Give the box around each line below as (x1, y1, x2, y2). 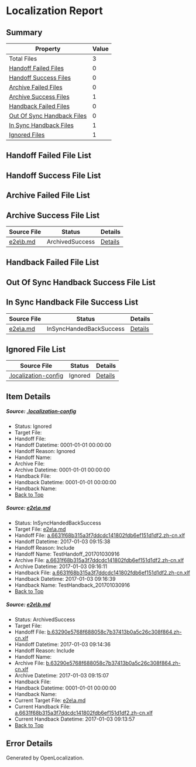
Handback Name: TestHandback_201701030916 (14, 581, 130, 588)
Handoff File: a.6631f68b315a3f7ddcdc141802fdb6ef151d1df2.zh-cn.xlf (14, 532, 185, 539)
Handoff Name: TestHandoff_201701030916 (14, 550, 120, 557)
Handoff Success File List (6, 170, 101, 180)
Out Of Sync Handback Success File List (6, 277, 156, 287)
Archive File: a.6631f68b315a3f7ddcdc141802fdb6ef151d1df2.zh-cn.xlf (14, 556, 184, 563)
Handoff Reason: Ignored (14, 447, 75, 454)
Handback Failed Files (9, 102, 70, 110)
